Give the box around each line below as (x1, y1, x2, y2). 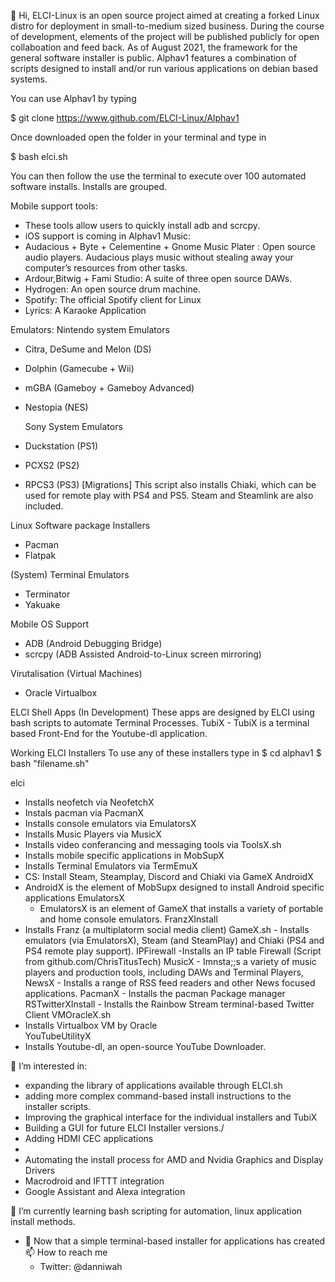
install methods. (10, 1216, 76, 1227)
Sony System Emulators (24, 421, 123, 432)
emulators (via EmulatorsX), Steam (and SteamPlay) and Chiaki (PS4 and (24, 935, 325, 946)
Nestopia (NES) (24, 401, 89, 413)
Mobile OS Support (10, 618, 89, 630)
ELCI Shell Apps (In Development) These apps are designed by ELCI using (10, 706, 315, 718)
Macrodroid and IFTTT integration (24, 1175, 165, 1187)
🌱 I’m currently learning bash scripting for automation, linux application (10, 1205, 303, 1217)
